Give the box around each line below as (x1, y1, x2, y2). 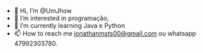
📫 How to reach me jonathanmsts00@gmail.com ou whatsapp (13, 29, 197, 38)
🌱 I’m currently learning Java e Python (13, 22, 125, 29)
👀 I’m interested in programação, (13, 14, 109, 22)
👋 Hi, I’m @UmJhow (13, 7, 73, 15)
